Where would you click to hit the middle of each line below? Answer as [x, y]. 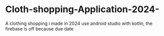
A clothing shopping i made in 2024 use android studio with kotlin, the [79, 23]
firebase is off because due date [40, 28]
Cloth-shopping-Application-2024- [82, 9]
